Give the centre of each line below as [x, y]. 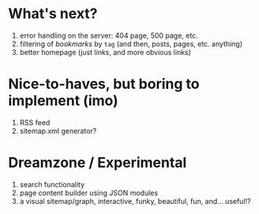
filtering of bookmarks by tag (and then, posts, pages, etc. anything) [131, 43]
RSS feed [35, 122]
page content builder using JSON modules [89, 193]
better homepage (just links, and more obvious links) [105, 52]
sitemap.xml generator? [58, 131]
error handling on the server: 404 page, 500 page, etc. [109, 35]
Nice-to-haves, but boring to [104, 84]
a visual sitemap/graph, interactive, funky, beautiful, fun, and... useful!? [135, 201]
